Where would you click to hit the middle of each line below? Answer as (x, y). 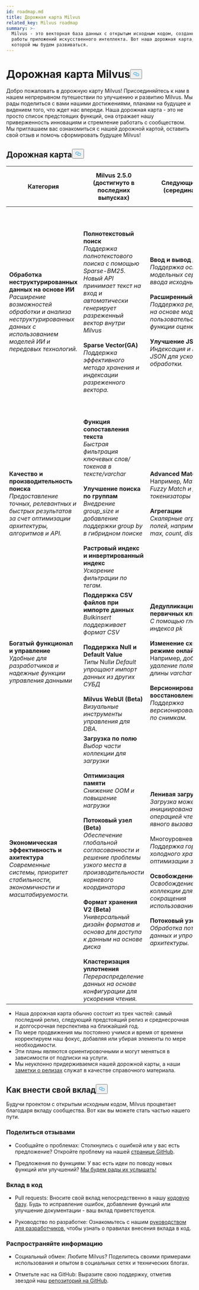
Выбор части (102, 746)
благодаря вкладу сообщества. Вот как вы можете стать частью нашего (98, 1110)
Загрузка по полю (110, 738)
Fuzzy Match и (171, 488)
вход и (93, 293)
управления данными (41, 680)
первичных (167, 613)
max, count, (166, 533)
